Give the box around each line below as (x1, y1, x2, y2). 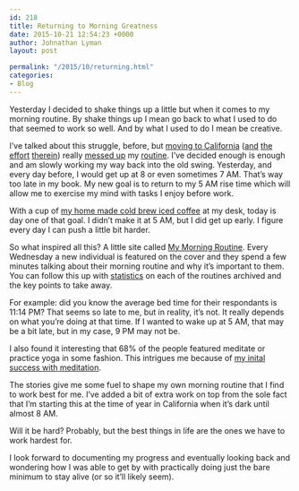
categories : (9, 71, 54, 81)
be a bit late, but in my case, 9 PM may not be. (9, 325, 181, 336)
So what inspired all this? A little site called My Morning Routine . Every (9, 241, 269, 252)
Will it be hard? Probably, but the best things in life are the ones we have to (9, 425, 286, 435)
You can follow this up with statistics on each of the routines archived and (9, 270, 282, 280)
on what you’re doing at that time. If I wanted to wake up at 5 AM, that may (9, 315, 285, 327)
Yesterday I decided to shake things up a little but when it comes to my (9, 104, 270, 115)
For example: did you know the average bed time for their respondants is (9, 297, 278, 307)
